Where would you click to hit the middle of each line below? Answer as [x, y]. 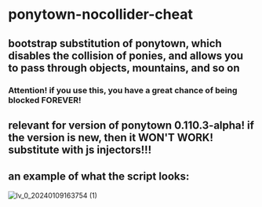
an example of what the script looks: [99, 177]
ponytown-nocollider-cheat [101, 15]
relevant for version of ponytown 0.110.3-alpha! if [131, 125]
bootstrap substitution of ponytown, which [115, 44]
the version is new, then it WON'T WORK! [111, 138]
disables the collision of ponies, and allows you [126, 55]
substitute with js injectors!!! [80, 149]
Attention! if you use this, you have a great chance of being [123, 90]
